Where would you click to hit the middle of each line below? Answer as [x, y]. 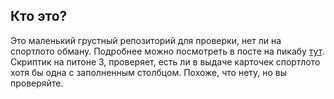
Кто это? [39, 16]
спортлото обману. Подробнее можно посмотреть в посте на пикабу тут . [167, 51]
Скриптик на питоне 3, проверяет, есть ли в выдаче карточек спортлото [165, 61]
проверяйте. [37, 83]
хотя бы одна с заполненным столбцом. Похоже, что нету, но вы [149, 72]
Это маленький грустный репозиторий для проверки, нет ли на [146, 40]
